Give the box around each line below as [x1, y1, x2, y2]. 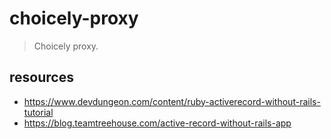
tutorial [23, 106, 54, 118]
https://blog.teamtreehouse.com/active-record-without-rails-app [23, 117, 292, 129]
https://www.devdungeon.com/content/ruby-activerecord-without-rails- [23, 95, 321, 107]
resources [9, 69, 74, 86]
